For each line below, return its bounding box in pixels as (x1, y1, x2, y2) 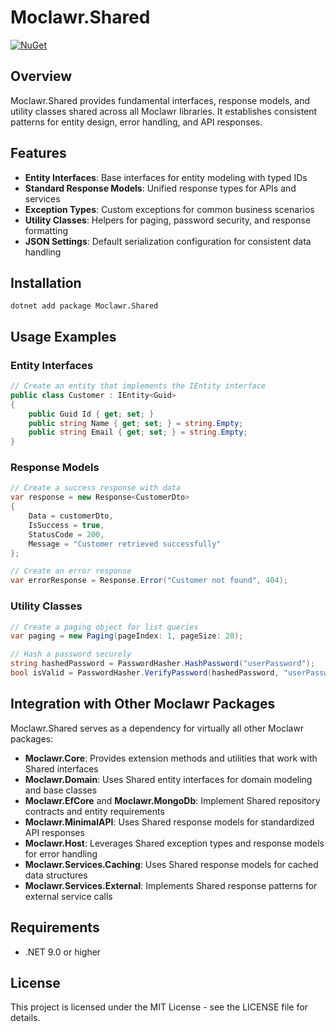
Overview (10, 68, 73, 85)
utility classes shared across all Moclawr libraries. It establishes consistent (10, 105, 318, 117)
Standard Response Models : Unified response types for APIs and (24, 182, 297, 194)
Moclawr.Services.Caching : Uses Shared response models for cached (24, 858, 319, 870)
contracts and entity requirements (24, 805, 165, 817)
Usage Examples (10, 328, 117, 345)
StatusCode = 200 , (28, 529, 105, 540)
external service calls (24, 890, 113, 902)
